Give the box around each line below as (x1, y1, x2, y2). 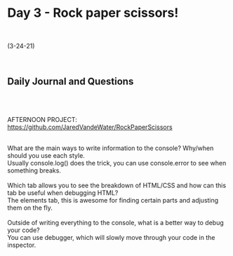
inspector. (7, 241, 36, 249)
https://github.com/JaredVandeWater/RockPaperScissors (7, 123, 173, 131)
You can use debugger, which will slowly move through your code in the (7, 233, 215, 241)
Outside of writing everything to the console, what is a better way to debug (7, 218, 224, 227)
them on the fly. (7, 203, 53, 212)
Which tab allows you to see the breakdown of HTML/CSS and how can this (7, 181, 227, 189)
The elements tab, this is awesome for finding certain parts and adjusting (7, 196, 219, 204)
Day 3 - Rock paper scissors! (7, 5, 179, 21)
